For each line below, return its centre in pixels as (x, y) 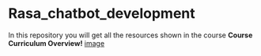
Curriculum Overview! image (57, 43)
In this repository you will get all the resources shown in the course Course (130, 35)
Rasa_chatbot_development (102, 14)
